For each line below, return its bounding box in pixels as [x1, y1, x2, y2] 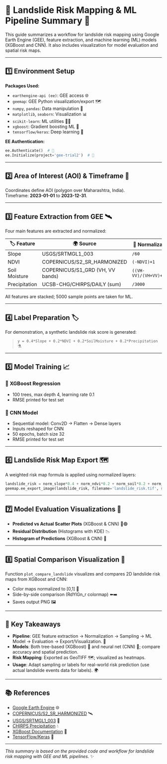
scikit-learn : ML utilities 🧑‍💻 [12, 118, 71, 124]
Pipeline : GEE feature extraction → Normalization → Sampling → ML [12, 633, 152, 639]
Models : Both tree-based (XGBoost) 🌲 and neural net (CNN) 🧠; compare [12, 644, 161, 650]
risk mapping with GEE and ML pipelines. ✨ [5, 753, 94, 759]
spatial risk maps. [5, 47, 41, 53]
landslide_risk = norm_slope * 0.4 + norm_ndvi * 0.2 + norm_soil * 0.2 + [5, 481, 150, 486]
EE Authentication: [5, 138, 45, 144]
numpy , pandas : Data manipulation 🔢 [12, 105, 83, 111]
